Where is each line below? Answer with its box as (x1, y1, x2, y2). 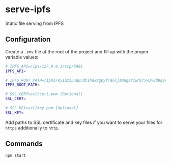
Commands (5, 140, 43, 148)
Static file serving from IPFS (5, 20, 64, 26)
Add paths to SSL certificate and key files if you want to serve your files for (5, 119, 163, 125)
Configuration (5, 35, 51, 44)
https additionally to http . (5, 124, 60, 131)
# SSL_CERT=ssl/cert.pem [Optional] (5, 91, 83, 97)
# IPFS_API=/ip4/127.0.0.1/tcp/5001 (5, 63, 83, 69)
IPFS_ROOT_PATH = (5, 82, 40, 87)
